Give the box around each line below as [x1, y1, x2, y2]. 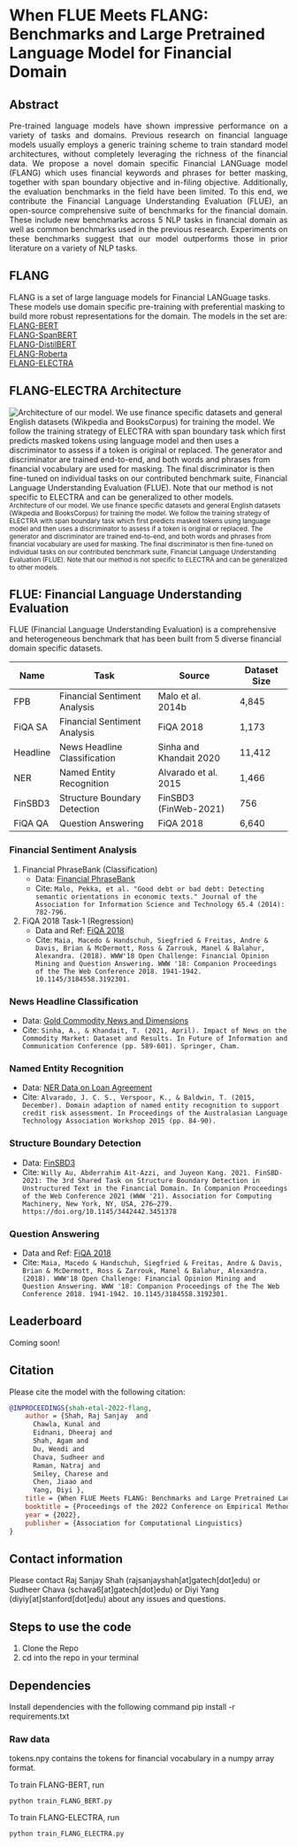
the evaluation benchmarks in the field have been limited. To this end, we [9, 187, 288, 197]
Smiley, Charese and [32, 1469, 109, 1479]
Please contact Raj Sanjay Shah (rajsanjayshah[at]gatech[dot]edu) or [9, 1575, 261, 1586]
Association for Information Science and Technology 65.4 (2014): [34, 900, 286, 908]
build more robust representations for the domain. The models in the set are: [9, 311, 287, 321]
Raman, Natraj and [32, 1461, 101, 1470]
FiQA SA [13, 721, 49, 733]
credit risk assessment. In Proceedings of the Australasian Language [21, 1109, 288, 1118]
